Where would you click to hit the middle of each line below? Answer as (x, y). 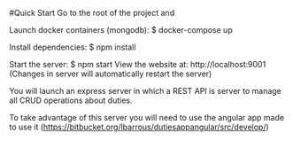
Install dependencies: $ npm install (73, 47)
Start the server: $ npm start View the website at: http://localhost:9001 (138, 64)
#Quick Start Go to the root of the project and (92, 13)
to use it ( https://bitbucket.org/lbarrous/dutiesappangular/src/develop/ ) (139, 127)
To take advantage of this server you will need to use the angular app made (147, 117)
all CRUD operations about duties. (71, 100)
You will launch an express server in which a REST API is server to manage (145, 91)
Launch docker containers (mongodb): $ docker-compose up (121, 30)
